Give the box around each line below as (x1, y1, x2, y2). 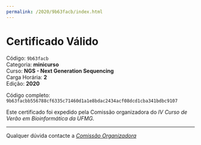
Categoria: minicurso (6, 61, 59, 68)
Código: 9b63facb (6, 55, 49, 62)
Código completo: (6, 91, 51, 99)
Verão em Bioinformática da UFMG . (6, 114, 95, 122)
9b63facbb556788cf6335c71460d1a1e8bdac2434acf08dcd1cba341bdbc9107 (6, 98, 178, 104)
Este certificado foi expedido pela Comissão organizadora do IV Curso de (6, 108, 187, 116)
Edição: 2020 (6, 80, 40, 87)
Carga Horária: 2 (6, 73, 47, 81)
